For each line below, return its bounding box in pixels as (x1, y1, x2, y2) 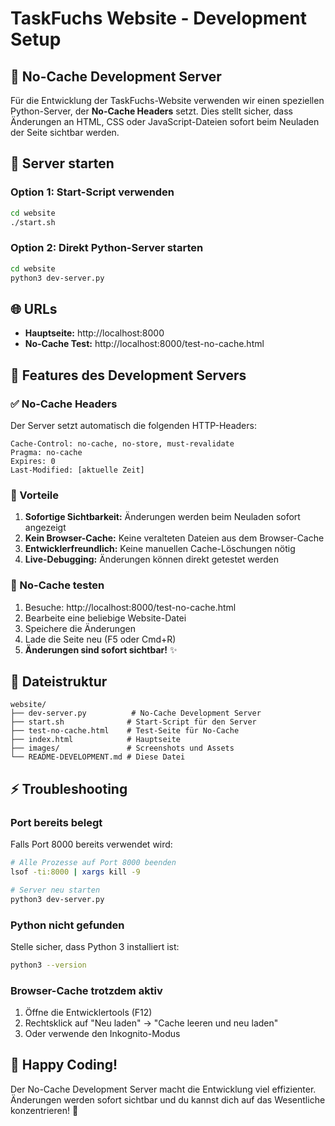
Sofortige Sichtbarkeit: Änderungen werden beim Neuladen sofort (24, 511, 301, 523)
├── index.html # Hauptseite (10, 735, 182, 745)
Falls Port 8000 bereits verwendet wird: (10, 838, 173, 851)
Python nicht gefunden (10, 918, 125, 932)
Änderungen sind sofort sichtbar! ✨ (24, 643, 178, 656)
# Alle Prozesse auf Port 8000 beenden (10, 858, 177, 868)
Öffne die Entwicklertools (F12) (24, 1007, 153, 1019)
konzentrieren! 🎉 (10, 1104, 79, 1116)
